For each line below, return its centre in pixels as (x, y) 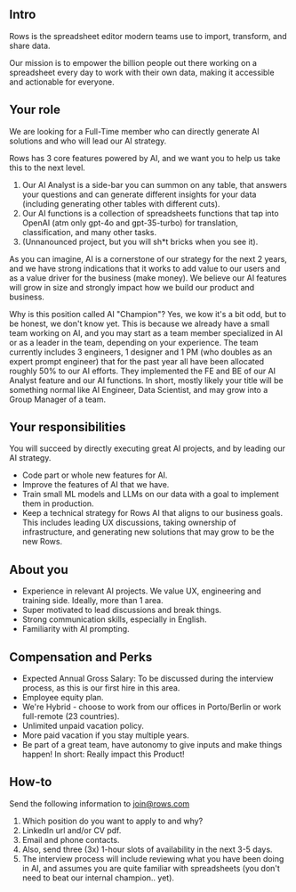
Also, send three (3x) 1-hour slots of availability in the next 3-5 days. (147, 849)
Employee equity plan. (63, 698)
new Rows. (42, 542)
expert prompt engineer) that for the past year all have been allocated (137, 361)
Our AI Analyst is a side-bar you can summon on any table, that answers (154, 184)
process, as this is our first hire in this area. (101, 688)
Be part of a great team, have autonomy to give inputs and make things (152, 745)
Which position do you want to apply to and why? (112, 821)
